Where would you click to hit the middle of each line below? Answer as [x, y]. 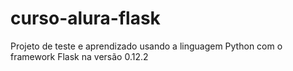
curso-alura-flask [85, 18]
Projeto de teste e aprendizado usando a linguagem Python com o [146, 46]
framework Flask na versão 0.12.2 [79, 56]
